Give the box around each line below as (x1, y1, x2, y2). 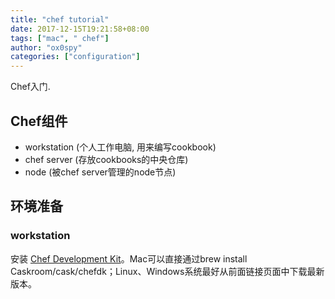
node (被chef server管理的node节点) (24, 166, 177, 178)
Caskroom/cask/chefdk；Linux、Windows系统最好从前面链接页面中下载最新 (10, 265, 325, 277)
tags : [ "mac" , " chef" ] (10, 33, 110, 43)
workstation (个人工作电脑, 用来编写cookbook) (24, 141, 217, 153)
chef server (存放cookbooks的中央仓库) (24, 153, 189, 165)
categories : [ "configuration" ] (10, 52, 141, 62)
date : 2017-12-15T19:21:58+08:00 (10, 24, 150, 34)
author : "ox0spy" (10, 42, 83, 53)
